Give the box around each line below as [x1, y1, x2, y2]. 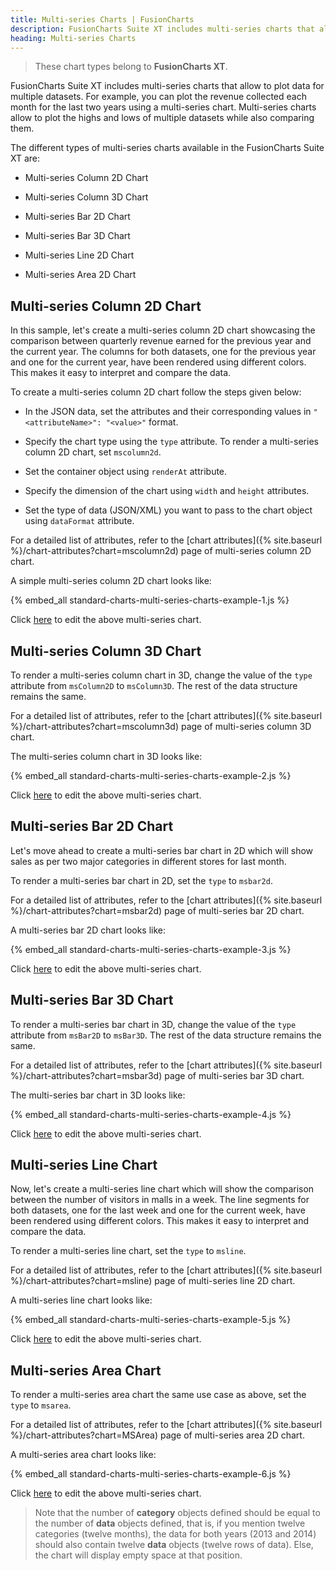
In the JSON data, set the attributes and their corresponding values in [24, 406, 312, 418]
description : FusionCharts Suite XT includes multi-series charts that [10, 24, 315, 34]
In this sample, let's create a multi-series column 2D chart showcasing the [10, 324, 316, 336]
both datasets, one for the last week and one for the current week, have [10, 1204, 306, 1216]
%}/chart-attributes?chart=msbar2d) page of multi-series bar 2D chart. [10, 904, 305, 916]
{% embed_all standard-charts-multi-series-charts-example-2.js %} [10, 770, 292, 781]
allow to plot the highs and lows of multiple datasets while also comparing [10, 112, 315, 124]
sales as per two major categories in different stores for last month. [10, 855, 287, 867]
